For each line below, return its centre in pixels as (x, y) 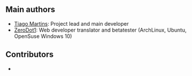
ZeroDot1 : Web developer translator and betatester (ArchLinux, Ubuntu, (100, 30)
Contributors (30, 55)
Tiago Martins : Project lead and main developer (71, 23)
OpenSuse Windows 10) (43, 36)
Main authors (30, 10)
